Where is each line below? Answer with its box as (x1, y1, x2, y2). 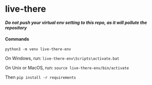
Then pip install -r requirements (5, 74, 76, 80)
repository (5, 24, 27, 30)
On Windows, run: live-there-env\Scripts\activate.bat (5, 55, 120, 62)
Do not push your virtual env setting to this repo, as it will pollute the (5, 20, 147, 25)
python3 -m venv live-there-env (5, 47, 71, 52)
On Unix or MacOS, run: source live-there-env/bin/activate (5, 65, 129, 71)
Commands (5, 36, 29, 42)
